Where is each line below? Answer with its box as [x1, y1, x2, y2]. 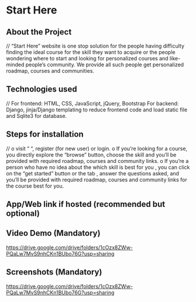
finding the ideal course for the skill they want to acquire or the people [6, 49, 176, 56]
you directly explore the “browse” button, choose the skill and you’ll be [6, 151, 177, 158]
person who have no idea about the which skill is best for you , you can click [6, 164, 190, 171]
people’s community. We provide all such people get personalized [25, 61, 184, 68]
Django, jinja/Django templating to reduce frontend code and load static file [6, 106, 188, 113]
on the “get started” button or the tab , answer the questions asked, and [6, 169, 180, 177]
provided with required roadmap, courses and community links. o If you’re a [6, 157, 189, 164]
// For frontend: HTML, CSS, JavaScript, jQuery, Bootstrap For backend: [6, 100, 179, 107]
